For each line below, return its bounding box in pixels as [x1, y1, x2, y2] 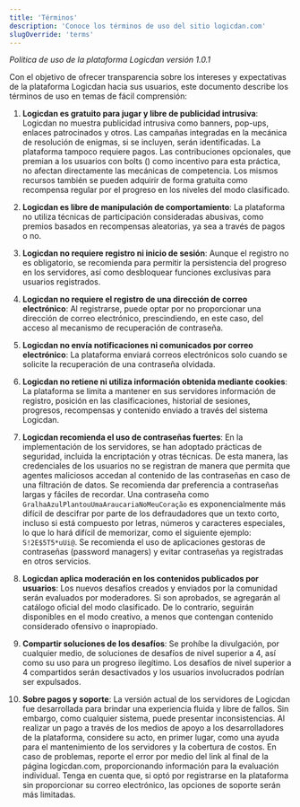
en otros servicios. [21, 556, 91, 566]
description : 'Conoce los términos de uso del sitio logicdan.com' [9, 22, 267, 31]
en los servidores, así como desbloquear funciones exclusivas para [21, 267, 271, 278]
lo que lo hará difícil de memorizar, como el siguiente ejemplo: [21, 527, 253, 539]
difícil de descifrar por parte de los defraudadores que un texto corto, [21, 508, 279, 519]
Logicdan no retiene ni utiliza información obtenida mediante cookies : [21, 376, 288, 387]
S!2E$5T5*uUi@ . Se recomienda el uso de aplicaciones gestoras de [21, 537, 266, 548]
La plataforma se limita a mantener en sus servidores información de [21, 386, 276, 397]
